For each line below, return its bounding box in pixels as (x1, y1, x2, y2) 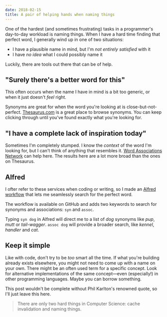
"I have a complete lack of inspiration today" (5, 129, 147, 138)
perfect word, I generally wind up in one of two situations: (5, 36, 124, 43)
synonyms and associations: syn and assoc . (5, 206, 94, 212)
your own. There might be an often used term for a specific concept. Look (5, 265, 157, 271)
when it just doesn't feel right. (5, 94, 66, 100)
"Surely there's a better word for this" (5, 76, 126, 84)
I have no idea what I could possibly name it (12, 51, 103, 58)
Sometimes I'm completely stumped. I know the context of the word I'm (5, 142, 152, 148)
